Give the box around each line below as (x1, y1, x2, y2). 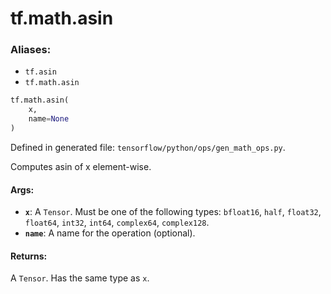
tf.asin (24, 67, 57, 77)
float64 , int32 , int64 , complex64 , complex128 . (24, 217, 210, 229)
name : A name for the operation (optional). (24, 227, 196, 239)
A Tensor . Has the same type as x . (10, 272, 150, 284)
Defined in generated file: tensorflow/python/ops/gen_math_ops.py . (10, 141, 286, 153)
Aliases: (10, 43, 52, 57)
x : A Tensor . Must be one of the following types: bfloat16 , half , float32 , (24, 206, 322, 218)
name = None (28, 114, 70, 124)
